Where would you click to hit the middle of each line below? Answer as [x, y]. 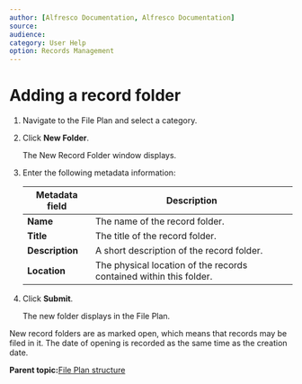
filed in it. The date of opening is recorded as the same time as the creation [148, 344]
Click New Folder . [56, 138]
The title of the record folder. [156, 237]
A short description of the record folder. [179, 251]
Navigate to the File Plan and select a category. [110, 121]
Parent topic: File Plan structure [67, 371]
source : [24, 26]
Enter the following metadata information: [99, 173]
